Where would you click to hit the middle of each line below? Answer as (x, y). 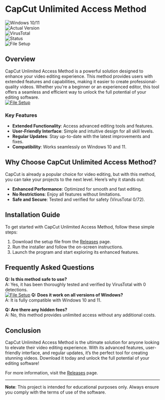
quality (12, 87)
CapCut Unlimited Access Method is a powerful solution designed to (74, 71)
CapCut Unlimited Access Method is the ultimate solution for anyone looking (82, 342)
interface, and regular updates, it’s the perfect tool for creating (85, 353)
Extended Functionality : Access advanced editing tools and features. (83, 126)
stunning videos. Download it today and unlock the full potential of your (77, 358)
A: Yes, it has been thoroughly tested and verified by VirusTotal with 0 (76, 285)
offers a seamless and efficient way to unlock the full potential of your (76, 92)
